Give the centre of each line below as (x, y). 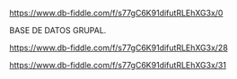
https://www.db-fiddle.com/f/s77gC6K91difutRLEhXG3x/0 (116, 13)
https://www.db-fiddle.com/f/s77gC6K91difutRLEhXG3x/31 (118, 65)
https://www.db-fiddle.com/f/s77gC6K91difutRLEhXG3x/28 (119, 48)
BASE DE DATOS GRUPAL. (58, 30)
